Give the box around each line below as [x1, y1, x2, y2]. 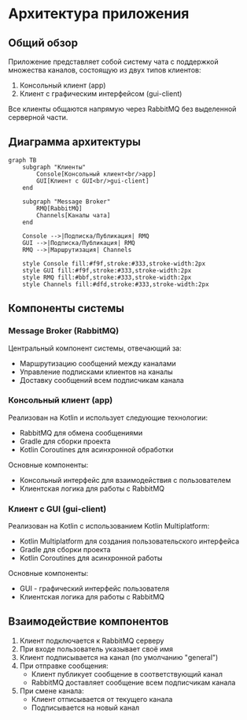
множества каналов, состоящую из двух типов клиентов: [8, 65, 201, 75]
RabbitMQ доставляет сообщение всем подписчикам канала [31, 677, 236, 687]
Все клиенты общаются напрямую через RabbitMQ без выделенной [8, 104, 237, 113]
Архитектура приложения [8, 5, 190, 23]
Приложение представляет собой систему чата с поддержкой [8, 57, 219, 66]
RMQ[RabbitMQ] [36, 204, 83, 213]
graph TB [8, 156, 37, 164]
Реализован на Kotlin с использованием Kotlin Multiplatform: [8, 521, 210, 531]
